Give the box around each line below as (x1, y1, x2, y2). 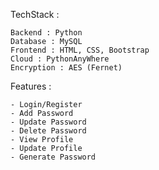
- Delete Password (10, 126, 87, 136)
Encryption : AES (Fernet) (10, 63, 123, 73)
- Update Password (10, 117, 87, 127)
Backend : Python (10, 28, 83, 38)
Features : (10, 80, 52, 92)
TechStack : (10, 9, 60, 20)
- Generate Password (10, 152, 97, 162)
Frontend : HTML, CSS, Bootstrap (10, 45, 150, 55)
